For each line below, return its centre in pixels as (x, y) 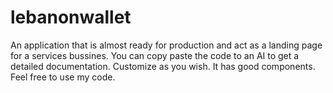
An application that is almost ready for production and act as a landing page (166, 45)
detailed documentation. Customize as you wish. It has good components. (163, 66)
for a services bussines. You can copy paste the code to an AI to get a (155, 55)
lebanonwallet (71, 17)
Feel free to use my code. (63, 77)
